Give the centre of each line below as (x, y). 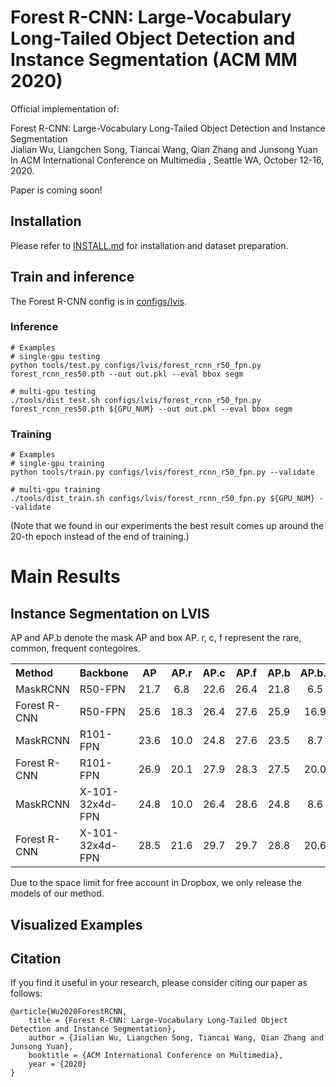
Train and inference (72, 277)
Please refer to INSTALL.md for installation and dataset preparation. (149, 245)
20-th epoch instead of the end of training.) (100, 537)
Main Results (65, 577)
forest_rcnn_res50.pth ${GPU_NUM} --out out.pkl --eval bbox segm (151, 409)
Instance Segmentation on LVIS (110, 613)
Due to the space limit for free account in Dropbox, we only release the (156, 883)
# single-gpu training (57, 464)
